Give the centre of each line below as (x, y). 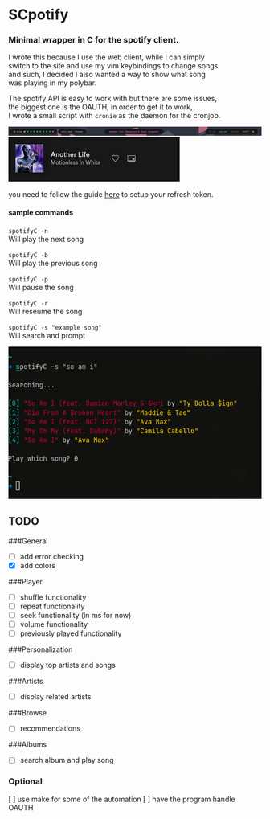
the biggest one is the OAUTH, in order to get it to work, (100, 107)
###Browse (27, 713)
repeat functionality (52, 606)
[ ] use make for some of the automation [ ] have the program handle (122, 799)
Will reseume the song (45, 311)
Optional (25, 781)
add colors (38, 565)
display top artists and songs (68, 665)
